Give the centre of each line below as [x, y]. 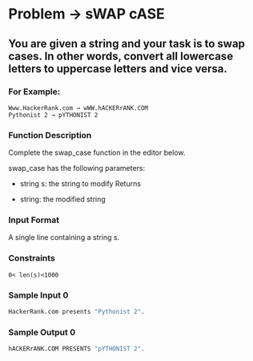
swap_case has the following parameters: [77, 168]
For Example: [34, 91]
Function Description [50, 135]
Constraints [32, 258]
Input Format [34, 220]
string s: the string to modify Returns [80, 184]
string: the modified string [62, 199]
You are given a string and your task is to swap [127, 44]
